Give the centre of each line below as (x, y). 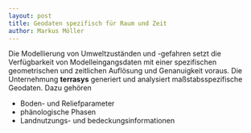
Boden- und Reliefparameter (67, 104)
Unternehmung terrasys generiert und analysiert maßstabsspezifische (125, 79)
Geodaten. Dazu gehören (50, 88)
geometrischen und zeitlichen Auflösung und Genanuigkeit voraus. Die (125, 71)
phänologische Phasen (58, 112)
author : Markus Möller (46, 31)
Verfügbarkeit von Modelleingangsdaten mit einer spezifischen (113, 62)
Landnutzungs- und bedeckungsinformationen (97, 121)
